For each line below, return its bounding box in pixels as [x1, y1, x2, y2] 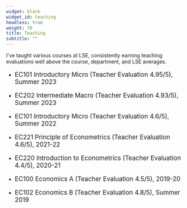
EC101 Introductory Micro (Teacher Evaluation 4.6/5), [14, 112, 169, 120]
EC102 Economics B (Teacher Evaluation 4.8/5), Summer [14, 189, 181, 196]
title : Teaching [6, 30, 46, 36]
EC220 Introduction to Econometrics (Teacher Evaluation [14, 154, 181, 162]
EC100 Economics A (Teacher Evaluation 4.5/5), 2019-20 [14, 175, 181, 183]
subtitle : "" [6, 36, 38, 42]
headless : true [6, 19, 43, 25]
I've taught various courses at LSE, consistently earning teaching [6, 52, 162, 59]
